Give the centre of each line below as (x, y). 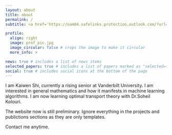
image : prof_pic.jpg (32, 43)
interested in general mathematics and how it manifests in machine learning (85, 91)
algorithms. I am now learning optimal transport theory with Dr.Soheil (78, 96)
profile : (15, 34)
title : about (19, 15)
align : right (24, 38)
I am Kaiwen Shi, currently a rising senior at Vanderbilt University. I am (79, 86)
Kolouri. (14, 102)
